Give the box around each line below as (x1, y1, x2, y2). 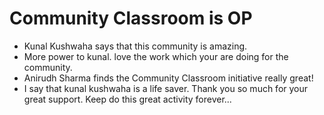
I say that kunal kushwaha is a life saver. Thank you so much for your (23, 82, 309, 94)
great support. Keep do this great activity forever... (23, 93, 232, 105)
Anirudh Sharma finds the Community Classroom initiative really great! (23, 72, 314, 84)
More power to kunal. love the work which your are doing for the (23, 50, 289, 62)
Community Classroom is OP (9, 7, 253, 30)
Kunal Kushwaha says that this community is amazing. (23, 40, 248, 52)
